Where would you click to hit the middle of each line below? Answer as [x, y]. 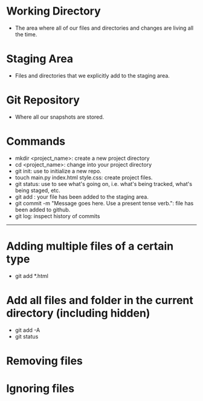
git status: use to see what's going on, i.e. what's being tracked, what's [103, 184]
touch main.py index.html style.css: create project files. [84, 177]
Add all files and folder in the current [100, 300]
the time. [26, 34]
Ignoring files [40, 388]
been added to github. [43, 210]
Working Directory [53, 11]
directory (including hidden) [78, 313]
